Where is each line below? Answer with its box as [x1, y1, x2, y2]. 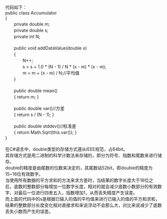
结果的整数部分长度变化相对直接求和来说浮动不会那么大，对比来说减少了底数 [5, 202, 162, 208]
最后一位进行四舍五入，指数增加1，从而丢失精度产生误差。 [18, 190, 138, 196]
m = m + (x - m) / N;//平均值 [22, 70, 80, 76]
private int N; [13, 34, 41, 39]
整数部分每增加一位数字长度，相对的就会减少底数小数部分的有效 [26, 184, 158, 189]
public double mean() [13, 88, 58, 94]
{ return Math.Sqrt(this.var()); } [13, 129, 77, 135]
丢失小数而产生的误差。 [5, 209, 53, 214]
